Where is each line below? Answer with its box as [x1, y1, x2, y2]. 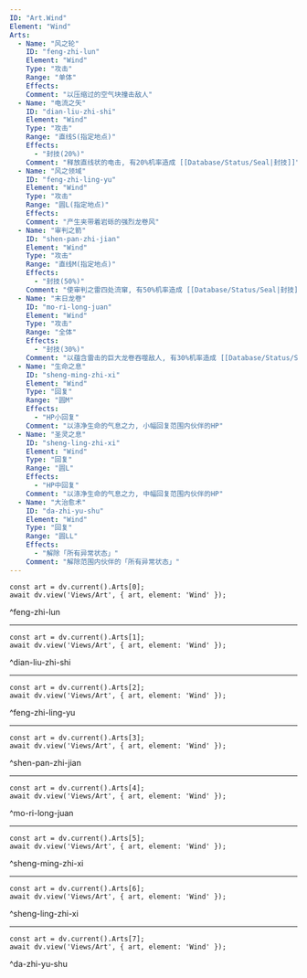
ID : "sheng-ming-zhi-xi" [26, 370, 121, 379]
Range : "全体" [26, 328, 77, 337]
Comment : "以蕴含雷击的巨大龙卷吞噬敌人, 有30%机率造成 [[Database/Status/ [26, 353, 295, 362]
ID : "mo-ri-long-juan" [26, 303, 112, 312]
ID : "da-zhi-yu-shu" [26, 506, 104, 516]
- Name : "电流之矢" [17, 98, 87, 108]
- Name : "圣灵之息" [17, 430, 87, 439]
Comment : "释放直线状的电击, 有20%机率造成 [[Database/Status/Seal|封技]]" [26, 157, 300, 167]
